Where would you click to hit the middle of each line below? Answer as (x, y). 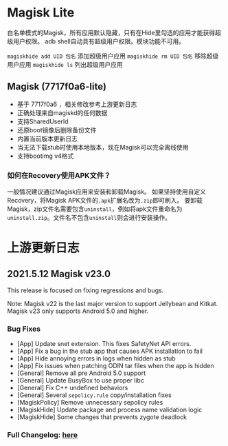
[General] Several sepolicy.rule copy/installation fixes (94, 395)
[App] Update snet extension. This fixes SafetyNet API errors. (104, 344)
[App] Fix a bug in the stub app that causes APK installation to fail (110, 351)
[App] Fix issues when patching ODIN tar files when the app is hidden (115, 366)
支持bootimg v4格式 (45, 156)
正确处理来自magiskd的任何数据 (62, 112)
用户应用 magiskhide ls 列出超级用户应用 (65, 64)
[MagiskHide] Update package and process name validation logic (110, 410)
